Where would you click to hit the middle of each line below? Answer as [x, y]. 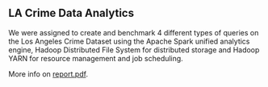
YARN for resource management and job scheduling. [96, 58]
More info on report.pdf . [48, 74]
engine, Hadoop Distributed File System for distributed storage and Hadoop [134, 50]
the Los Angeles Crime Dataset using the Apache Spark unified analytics [129, 41]
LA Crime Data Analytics [71, 13]
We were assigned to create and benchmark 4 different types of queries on [134, 32]
